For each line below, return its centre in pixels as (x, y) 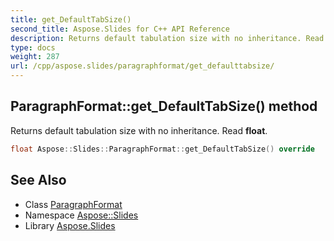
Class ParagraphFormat (73, 204)
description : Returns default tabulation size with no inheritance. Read (167, 38)
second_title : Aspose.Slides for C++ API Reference (120, 29)
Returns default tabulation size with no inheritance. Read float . (139, 130)
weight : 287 (35, 57)
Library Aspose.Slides (70, 225)
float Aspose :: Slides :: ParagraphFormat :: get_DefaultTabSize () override (162, 149)
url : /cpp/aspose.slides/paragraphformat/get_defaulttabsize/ (142, 66)
